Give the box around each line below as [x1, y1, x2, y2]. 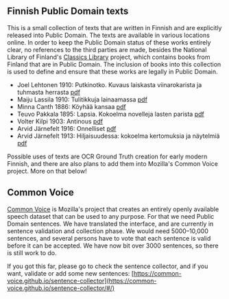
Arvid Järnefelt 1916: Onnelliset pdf [16, 124, 117, 132]
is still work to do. [7, 248, 57, 256]
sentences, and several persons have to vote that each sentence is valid [7, 234, 211, 242]
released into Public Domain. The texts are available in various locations [7, 31, 210, 39]
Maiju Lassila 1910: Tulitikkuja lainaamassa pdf [16, 95, 147, 104]
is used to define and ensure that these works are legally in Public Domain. [7, 67, 218, 75]
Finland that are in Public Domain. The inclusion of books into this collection [7, 60, 221, 68]
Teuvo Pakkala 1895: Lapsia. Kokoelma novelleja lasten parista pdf [16, 110, 204, 118]
